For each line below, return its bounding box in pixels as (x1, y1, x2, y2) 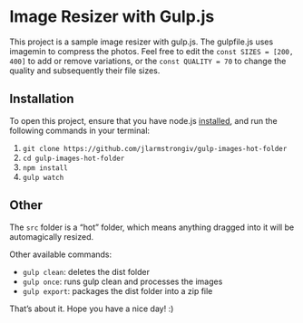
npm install (22, 163, 68, 173)
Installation (9, 91, 74, 107)
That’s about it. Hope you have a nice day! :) (9, 303, 174, 314)
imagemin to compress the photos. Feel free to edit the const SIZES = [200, (9, 45, 294, 56)
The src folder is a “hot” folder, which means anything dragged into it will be (9, 222, 295, 233)
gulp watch (22, 173, 64, 182)
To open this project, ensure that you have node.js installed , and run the (9, 115, 279, 126)
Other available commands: (9, 249, 112, 260)
